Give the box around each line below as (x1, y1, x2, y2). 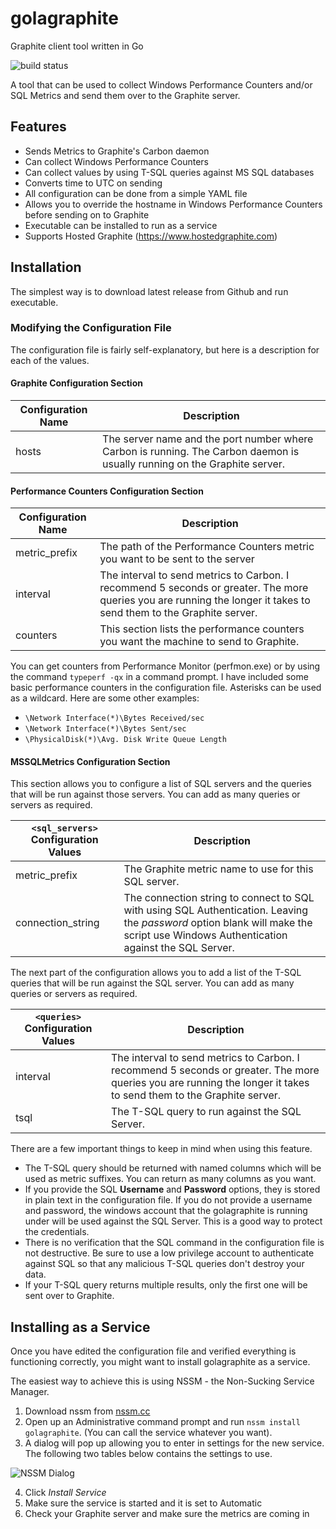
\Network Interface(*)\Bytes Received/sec (24, 713, 205, 724)
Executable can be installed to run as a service (24, 219, 218, 231)
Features (10, 118, 67, 136)
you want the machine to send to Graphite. (99, 635, 300, 649)
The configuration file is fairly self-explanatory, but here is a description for (10, 343, 320, 356)
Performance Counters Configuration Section (10, 485, 204, 497)
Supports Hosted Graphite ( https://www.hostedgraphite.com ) (24, 230, 278, 242)
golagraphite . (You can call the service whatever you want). (24, 1427, 273, 1439)
